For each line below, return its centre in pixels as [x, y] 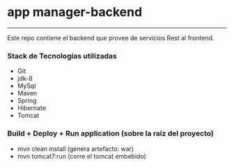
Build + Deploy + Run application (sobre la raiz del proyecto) [110, 134]
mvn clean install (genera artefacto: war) [76, 149]
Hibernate [32, 108]
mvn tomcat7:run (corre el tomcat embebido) [81, 156]
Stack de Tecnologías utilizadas [62, 56]
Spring [27, 101]
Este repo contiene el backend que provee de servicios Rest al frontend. [111, 38]
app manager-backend [75, 12]
